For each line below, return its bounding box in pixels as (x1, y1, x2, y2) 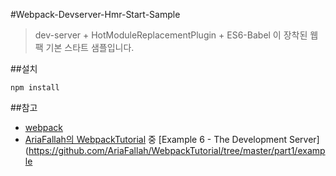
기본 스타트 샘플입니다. (45, 42, 135, 53)
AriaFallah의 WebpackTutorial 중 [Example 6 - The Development (24, 134, 287, 145)
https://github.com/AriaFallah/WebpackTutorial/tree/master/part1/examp (28, 145, 326, 156)
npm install (10, 83, 60, 93)
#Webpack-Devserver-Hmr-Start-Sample (10, 9, 181, 20)
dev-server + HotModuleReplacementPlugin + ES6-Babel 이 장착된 (34, 29, 308, 41)
